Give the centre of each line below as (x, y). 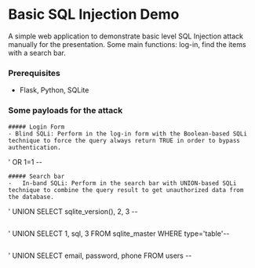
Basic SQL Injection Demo (94, 14)
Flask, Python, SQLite (54, 90)
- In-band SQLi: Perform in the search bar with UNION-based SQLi (122, 183)
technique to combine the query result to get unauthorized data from (126, 190)
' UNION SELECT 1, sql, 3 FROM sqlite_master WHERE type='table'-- (119, 234)
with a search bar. (37, 53)
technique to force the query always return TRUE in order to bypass (124, 140)
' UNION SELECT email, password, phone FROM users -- (100, 255)
